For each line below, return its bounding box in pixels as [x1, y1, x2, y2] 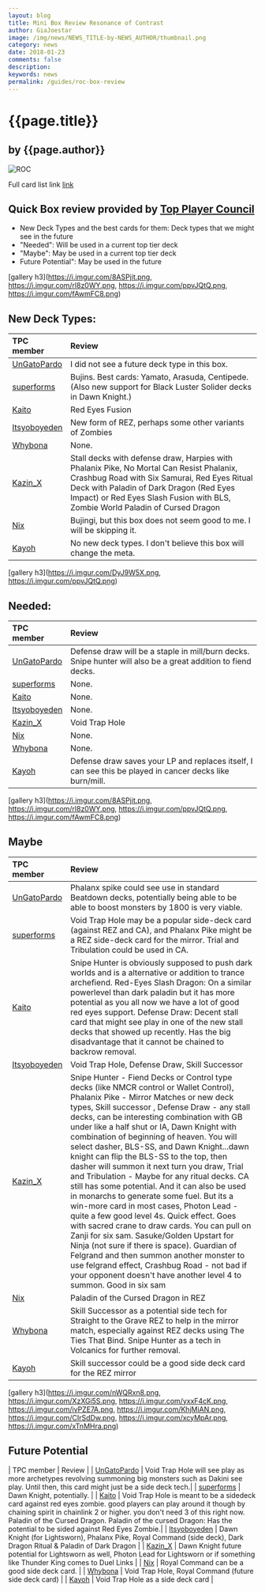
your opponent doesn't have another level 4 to [70, 1269, 242, 1280]
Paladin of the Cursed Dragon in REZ [70, 1292, 206, 1303]
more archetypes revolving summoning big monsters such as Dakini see [8, 1473, 243, 1483]
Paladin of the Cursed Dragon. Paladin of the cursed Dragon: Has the [8, 1515, 233, 1525]
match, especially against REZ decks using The [70, 1325, 244, 1336]
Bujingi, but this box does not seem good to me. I [70, 515, 251, 526]
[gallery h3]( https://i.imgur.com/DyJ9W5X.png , [8, 568, 162, 577]
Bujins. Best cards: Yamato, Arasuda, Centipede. [70, 372, 249, 383]
